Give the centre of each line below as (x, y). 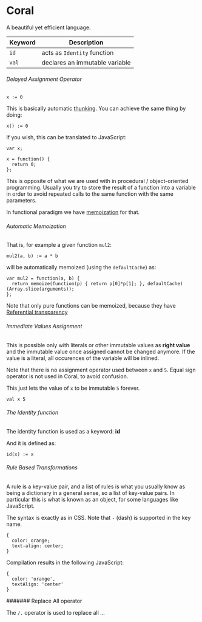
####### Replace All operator (44, 601)
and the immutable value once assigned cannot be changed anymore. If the (101, 351)
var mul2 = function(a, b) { (43, 278)
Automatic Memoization (36, 226)
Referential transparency (37, 312)
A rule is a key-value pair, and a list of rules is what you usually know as (96, 486)
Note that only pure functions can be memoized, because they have (91, 306)
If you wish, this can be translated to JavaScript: (66, 137)
